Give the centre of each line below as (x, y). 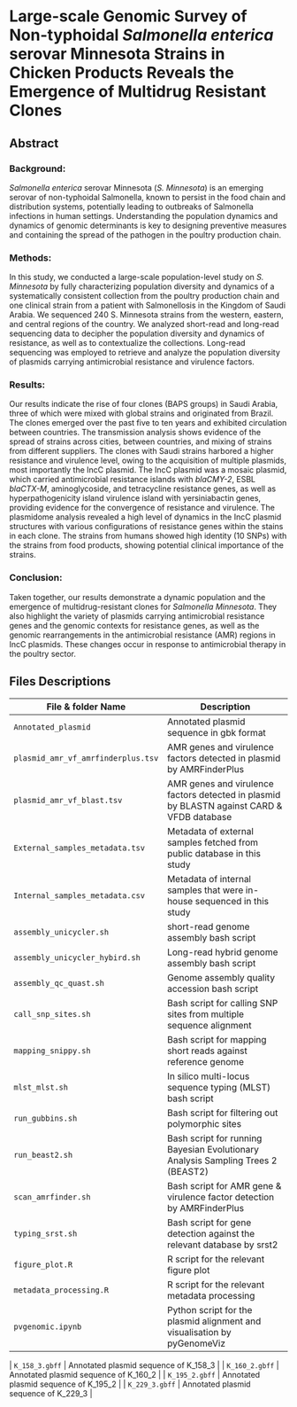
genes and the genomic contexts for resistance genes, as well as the (134, 625)
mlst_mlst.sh (41, 1087)
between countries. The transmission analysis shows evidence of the (135, 433)
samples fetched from (213, 842)
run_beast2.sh (43, 1155)
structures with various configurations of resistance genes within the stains (146, 527)
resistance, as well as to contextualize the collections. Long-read (127, 343)
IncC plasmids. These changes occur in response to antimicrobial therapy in (148, 644)
